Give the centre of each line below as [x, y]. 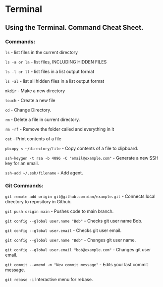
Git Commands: [24, 185]
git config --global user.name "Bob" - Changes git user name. [71, 240]
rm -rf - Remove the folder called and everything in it [60, 129]
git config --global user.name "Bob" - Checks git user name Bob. [74, 221]
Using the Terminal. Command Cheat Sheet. [74, 28]
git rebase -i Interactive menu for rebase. [49, 280]
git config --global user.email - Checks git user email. [63, 230]
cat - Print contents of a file [33, 139]
